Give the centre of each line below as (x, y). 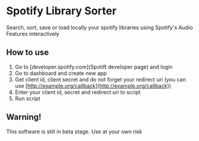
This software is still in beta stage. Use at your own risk (74, 131)
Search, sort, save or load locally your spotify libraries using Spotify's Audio (99, 27)
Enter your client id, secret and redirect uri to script (78, 92)
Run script (27, 98)
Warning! (24, 117)
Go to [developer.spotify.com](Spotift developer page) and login (94, 67)
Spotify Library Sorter (61, 11)
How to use (27, 53)
